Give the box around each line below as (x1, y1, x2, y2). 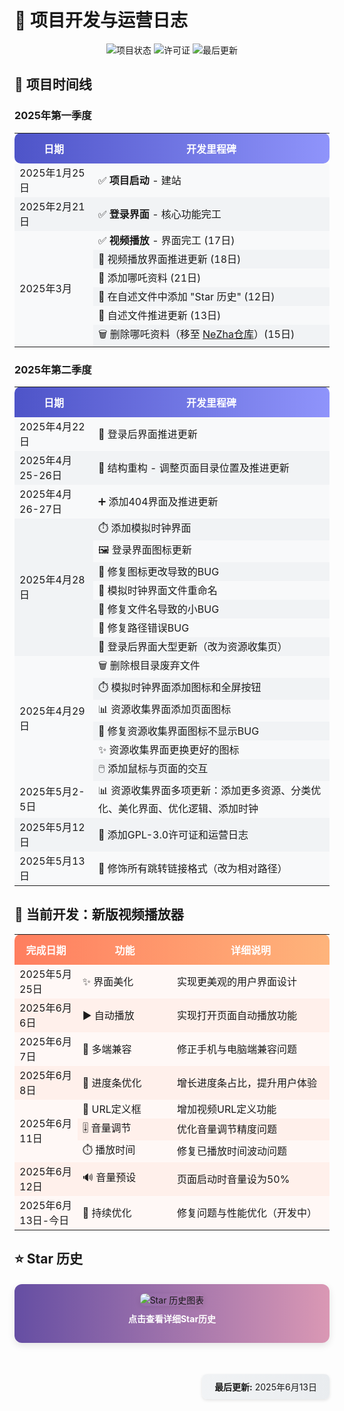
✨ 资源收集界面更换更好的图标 (98, 742, 240, 756)
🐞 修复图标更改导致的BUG (98, 564, 220, 578)
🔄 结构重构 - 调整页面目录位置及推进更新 (98, 461, 290, 475)
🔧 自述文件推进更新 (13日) (98, 308, 222, 322)
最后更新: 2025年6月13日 (214, 1381, 317, 1393)
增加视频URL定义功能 (176, 1102, 277, 1116)
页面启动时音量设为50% (176, 1172, 291, 1186)
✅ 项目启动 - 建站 (98, 173, 182, 187)
